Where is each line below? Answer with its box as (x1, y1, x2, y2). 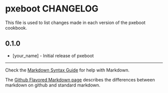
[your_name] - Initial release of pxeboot (12, 52, 94, 58)
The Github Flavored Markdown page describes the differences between (5, 76, 155, 82)
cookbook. (5, 24, 27, 30)
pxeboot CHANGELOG (5, 3, 98, 14)
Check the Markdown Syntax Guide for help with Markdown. (5, 67, 130, 73)
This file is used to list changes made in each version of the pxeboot (5, 19, 146, 25)
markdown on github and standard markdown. (5, 82, 100, 88)
